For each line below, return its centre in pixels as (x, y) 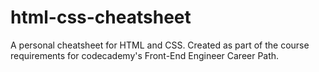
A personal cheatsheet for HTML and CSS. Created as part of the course (160, 45)
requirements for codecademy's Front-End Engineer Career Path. (145, 55)
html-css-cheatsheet (101, 17)
